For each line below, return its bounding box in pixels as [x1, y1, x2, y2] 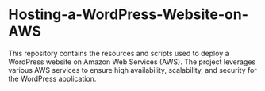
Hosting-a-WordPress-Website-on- [8, 6, 248, 24]
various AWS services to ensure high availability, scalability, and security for [8, 65, 257, 74]
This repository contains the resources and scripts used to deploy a [8, 48, 229, 58]
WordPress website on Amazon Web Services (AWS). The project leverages [8, 57, 256, 66]
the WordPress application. [8, 74, 97, 83]
